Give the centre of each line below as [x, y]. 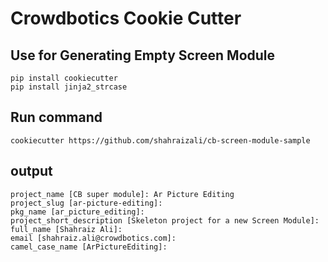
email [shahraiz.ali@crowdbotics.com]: [93, 238]
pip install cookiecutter [64, 78]
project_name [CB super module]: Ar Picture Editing [122, 194]
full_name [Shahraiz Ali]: [66, 229]
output [31, 171]
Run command [56, 117]
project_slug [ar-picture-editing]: [86, 203]
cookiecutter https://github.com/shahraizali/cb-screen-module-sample [160, 140]
